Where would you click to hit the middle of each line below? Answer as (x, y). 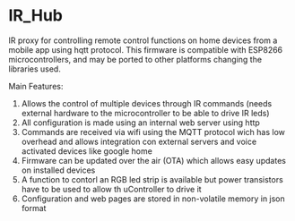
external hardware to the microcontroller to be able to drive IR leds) (145, 113)
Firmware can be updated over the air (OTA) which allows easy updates (153, 160)
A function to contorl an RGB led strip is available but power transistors (152, 179)
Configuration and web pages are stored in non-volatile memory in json (153, 199)
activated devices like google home (87, 151)
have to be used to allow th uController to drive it (112, 189)
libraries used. (35, 69)
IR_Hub (36, 16)
